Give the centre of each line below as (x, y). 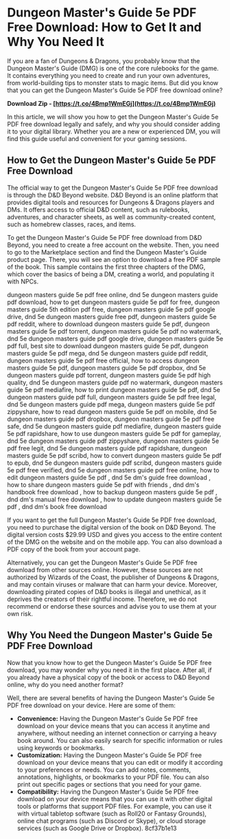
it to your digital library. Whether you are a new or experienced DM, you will (114, 131)
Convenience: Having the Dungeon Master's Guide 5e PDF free (107, 718)
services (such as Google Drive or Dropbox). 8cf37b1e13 (97, 828)
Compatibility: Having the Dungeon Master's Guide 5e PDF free (108, 792)
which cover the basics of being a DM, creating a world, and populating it (111, 274)
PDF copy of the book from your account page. (74, 549)
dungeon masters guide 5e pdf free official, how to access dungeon (103, 360)
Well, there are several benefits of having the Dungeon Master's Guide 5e (111, 698)
